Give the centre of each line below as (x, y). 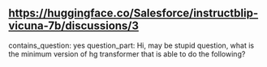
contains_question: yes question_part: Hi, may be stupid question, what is (131, 45)
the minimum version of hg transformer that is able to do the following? (127, 54)
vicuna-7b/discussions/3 (74, 26)
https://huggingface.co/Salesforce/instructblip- (133, 13)
